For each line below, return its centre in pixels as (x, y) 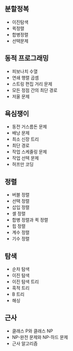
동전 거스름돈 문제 (29, 127)
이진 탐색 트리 (25, 282)
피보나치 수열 (25, 71)
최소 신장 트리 (25, 139)
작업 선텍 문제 (25, 158)
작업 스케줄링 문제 (29, 152)
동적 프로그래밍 (27, 59)
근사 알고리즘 (25, 343)
